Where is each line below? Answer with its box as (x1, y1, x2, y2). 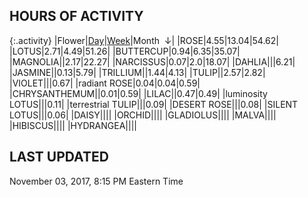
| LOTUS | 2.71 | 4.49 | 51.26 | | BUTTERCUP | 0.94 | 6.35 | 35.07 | (9, 45, 241, 57)
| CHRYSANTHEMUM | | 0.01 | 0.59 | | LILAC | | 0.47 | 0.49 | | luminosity (9, 87, 268, 99)
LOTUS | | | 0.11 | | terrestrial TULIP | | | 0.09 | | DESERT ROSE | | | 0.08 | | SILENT (9, 98, 299, 110)
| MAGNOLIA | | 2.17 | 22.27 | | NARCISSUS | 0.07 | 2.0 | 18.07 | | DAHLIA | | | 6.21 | (9, 55, 296, 68)
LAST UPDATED (9, 149, 109, 166)
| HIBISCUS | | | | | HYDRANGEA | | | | (9, 119, 137, 131)
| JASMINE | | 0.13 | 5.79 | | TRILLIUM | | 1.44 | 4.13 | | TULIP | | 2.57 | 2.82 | (9, 66, 266, 78)
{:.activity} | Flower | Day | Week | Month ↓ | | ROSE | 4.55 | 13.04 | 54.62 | (9, 34, 279, 46)
